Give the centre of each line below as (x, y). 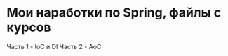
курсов (29, 27)
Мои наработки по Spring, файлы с (114, 13)
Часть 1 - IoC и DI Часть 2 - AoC (54, 46)
